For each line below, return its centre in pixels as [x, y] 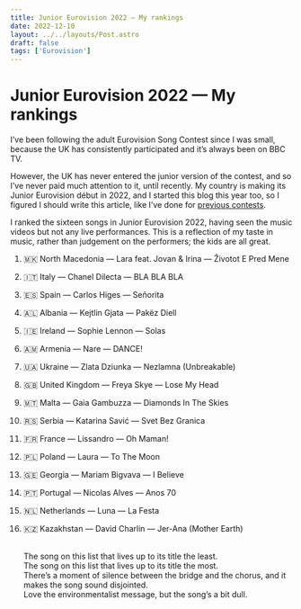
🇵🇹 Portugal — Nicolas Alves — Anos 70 [100, 493]
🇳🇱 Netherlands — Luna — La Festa [91, 511]
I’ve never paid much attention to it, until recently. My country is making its [148, 186]
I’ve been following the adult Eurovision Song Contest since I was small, [143, 139]
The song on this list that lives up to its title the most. [121, 566]
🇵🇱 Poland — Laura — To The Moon [92, 457]
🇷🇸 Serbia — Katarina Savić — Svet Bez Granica [114, 421]
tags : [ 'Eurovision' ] [51, 51]
